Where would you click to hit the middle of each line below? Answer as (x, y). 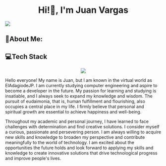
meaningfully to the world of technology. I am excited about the (70, 143)
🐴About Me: (24, 39)
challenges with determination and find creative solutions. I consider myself (82, 127)
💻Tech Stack (26, 56)
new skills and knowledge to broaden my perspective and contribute (75, 137)
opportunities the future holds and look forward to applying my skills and (79, 148)
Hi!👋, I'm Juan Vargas (83, 10)
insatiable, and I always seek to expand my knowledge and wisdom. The (79, 96)
